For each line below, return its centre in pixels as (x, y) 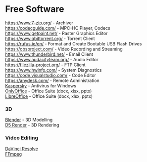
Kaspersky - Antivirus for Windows (41, 85)
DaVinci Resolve (22, 149)
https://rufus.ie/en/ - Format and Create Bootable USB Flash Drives (73, 43)
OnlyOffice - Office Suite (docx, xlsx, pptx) (49, 91)
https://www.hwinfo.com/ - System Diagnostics (53, 70)
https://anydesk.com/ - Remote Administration (52, 81)
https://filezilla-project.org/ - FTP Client (45, 65)
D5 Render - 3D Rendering (32, 125)
